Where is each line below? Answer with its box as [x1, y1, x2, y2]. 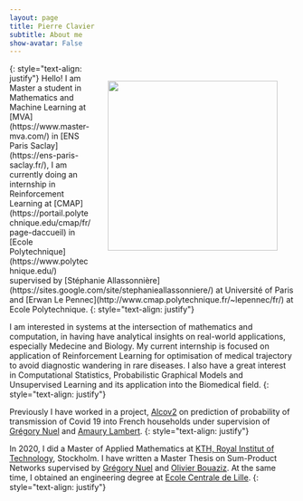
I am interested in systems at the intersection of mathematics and [9, 322, 253, 332]
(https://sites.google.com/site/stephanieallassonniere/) [9, 284, 214, 295]
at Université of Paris [215, 284, 294, 295]
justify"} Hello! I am [9, 73, 81, 84]
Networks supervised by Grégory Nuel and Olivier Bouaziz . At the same [9, 463, 277, 474]
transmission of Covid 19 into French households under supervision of [9, 416, 270, 427]
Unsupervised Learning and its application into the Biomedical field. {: [9, 380, 270, 390]
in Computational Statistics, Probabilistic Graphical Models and [9, 370, 244, 381]
